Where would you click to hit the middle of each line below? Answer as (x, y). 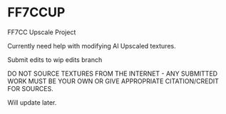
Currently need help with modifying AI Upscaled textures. (92, 46)
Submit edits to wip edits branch (55, 59)
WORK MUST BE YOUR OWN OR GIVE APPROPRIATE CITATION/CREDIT (113, 81)
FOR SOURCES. (30, 88)
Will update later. (32, 102)
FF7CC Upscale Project (42, 32)
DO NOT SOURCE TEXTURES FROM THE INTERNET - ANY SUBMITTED (113, 73)
